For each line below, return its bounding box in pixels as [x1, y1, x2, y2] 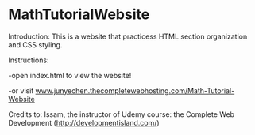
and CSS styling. [8, 39, 63, 49]
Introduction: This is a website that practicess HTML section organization [8, 32, 248, 41]
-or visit [8, 85, 34, 96]
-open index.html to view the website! [8, 70, 132, 80]
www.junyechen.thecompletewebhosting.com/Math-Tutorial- [35, 85, 235, 96]
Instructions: [8, 55, 49, 65]
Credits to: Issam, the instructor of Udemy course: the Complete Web [8, 109, 235, 119]
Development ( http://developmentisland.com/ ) [8, 118, 160, 127]
